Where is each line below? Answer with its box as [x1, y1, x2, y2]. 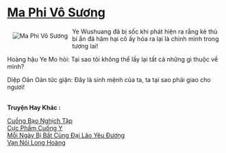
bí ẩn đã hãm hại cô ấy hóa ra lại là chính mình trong [71, 34, 219, 42]
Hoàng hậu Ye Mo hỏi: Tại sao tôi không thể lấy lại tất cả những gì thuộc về [7, 55, 218, 63]
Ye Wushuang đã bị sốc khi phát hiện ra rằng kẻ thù [71, 27, 218, 36]
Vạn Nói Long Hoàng [7, 138, 66, 146]
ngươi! [7, 83, 25, 91]
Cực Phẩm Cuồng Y [7, 124, 63, 132]
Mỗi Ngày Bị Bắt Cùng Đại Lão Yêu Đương [7, 131, 125, 139]
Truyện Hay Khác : [7, 103, 61, 111]
